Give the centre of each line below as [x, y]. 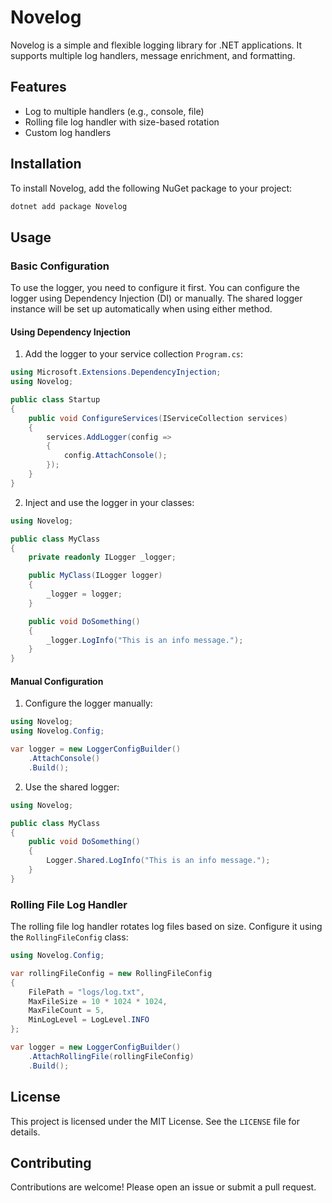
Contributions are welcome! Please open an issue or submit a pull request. [163, 1187]
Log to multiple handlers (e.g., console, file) [114, 111]
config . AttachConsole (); [115, 456]
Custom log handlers [68, 132]
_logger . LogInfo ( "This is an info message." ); [145, 640]
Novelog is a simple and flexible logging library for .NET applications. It [156, 45]
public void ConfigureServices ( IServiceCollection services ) [158, 418]
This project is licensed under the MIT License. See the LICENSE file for [155, 1121]
